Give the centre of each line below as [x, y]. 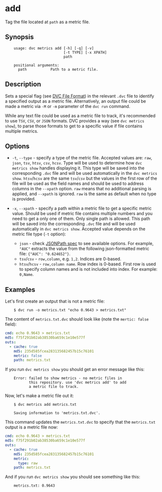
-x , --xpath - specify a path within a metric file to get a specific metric [82, 208]
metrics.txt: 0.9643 [34, 486]
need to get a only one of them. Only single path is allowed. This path [81, 219]
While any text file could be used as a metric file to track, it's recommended [80, 115]
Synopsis [19, 37]
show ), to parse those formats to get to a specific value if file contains [74, 126]
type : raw [28, 463]
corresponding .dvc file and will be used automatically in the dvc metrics [85, 173]
